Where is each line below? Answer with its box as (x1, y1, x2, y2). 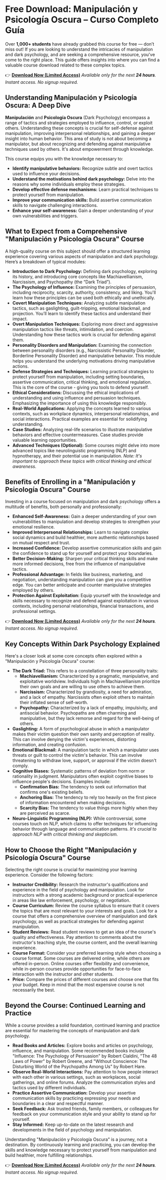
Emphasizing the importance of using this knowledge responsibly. (12, 400, 147, 406)
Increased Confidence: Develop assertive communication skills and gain (12, 545, 162, 551)
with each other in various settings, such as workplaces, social (12, 1074, 141, 1080)
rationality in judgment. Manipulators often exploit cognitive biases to (12, 773, 154, 780)
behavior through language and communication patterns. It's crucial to (12, 826, 157, 832)
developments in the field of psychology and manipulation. (12, 1126, 132, 1132)
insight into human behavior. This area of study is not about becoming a (5, 135, 152, 141)
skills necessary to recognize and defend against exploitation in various (12, 598, 159, 604)
